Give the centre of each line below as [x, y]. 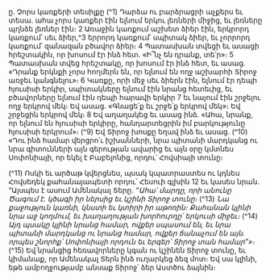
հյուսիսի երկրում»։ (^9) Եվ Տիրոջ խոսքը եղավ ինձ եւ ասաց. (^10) [128, 132]
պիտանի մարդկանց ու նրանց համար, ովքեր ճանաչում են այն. [127, 233]
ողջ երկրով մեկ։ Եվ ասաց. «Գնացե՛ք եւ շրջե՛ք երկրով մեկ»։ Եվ [125, 106]
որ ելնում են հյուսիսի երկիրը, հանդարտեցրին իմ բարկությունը [127, 123]
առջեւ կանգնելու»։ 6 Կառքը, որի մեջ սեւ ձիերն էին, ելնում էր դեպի [133, 80]
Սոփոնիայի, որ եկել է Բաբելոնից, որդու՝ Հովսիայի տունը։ [116, 157]
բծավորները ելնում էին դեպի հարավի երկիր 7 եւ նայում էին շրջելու [135, 97]
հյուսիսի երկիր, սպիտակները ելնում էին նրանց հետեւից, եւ [120, 89]
